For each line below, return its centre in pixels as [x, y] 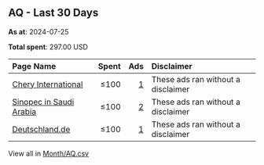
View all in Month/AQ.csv [48, 153]
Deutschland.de [41, 129]
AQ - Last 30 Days [53, 13]
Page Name [34, 66]
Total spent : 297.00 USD [48, 47]
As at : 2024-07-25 [38, 31]
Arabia [24, 111]
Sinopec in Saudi [43, 102]
